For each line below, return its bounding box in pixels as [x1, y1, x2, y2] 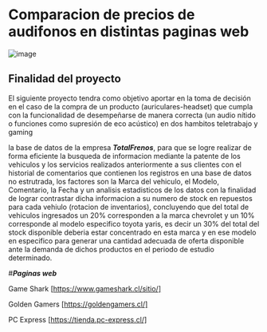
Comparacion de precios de [8, 6, 195, 24]
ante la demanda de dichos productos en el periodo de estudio [8, 244, 215, 254]
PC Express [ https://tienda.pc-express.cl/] [8, 314, 147, 324]
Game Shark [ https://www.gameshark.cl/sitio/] [8, 283, 162, 293]
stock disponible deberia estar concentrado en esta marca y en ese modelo [8, 227, 257, 237]
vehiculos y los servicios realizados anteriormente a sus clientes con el [8, 160, 241, 169]
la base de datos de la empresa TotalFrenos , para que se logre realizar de [8, 142, 253, 152]
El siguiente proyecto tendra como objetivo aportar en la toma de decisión [8, 93, 251, 103]
